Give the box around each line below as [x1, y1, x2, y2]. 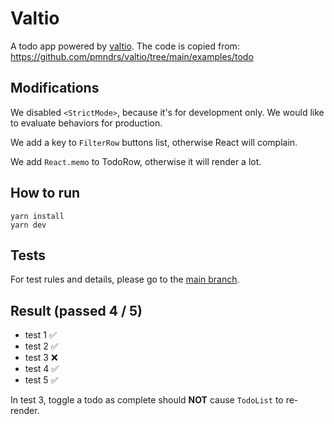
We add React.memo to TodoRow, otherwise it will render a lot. [10, 155, 262, 167]
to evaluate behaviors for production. [10, 117, 163, 129]
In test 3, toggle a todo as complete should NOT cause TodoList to [10, 394, 284, 406]
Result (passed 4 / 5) [10, 302, 143, 319]
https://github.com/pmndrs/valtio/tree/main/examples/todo [10, 50, 254, 62]
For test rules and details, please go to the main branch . [10, 273, 240, 286]
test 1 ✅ [24, 329, 57, 341]
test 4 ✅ [24, 363, 60, 375]
